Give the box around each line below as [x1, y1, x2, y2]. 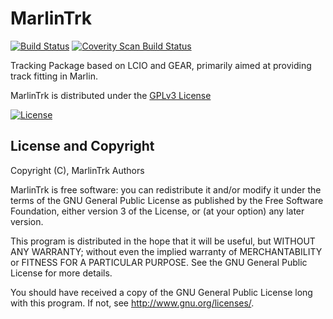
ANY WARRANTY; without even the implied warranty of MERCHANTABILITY [10, 245, 323, 257]
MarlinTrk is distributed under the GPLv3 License [10, 89, 212, 101]
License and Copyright [10, 138, 155, 155]
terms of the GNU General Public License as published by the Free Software [10, 194, 324, 206]
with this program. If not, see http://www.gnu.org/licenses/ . [10, 297, 255, 309]
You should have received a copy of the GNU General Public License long [10, 286, 313, 298]
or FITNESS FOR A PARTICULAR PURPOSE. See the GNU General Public [10, 256, 308, 268]
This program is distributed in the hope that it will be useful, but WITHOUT [10, 235, 316, 247]
